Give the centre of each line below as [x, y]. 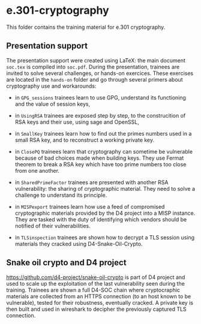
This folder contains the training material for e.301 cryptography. [86, 27]
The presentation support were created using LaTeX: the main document [96, 60]
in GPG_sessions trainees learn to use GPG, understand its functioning [100, 97]
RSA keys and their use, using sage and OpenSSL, [77, 122]
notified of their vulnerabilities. [53, 226]
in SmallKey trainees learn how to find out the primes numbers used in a [103, 133]
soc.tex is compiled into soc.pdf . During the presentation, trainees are [93, 67]
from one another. [37, 170]
